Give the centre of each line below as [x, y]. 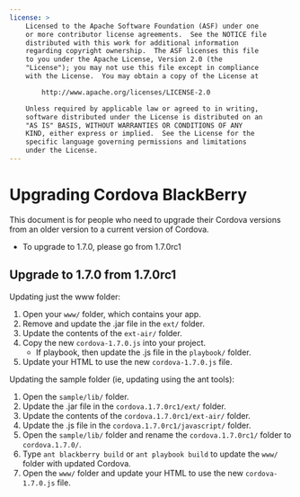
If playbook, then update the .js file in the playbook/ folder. [143, 352]
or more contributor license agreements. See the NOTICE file [146, 34]
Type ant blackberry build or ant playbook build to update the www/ [150, 454]
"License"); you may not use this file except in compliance [142, 68]
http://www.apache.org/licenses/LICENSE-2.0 [126, 92]
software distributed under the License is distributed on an [144, 117]
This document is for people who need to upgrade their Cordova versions [145, 219]
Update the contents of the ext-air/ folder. [102, 333]
